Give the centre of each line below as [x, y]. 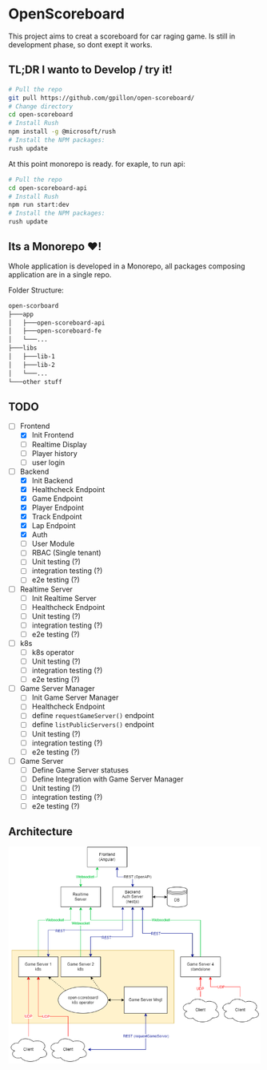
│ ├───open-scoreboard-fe [55, 331]
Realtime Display [59, 444]
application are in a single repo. [60, 274]
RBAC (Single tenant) [66, 553]
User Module [53, 544]
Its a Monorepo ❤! [55, 246]
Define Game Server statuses [80, 769]
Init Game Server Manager [75, 697]
